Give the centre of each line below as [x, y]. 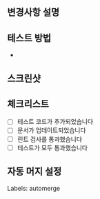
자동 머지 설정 [34, 172]
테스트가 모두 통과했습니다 [52, 147]
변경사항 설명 [33, 12]
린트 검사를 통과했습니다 [50, 139]
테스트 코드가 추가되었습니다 [55, 122]
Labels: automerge [34, 189]
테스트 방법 [29, 38]
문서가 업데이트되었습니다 [51, 130]
